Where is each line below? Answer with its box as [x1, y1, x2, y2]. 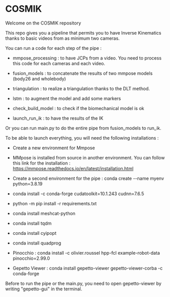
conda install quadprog [12, 240, 61, 246]
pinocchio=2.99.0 [12, 255, 50, 261]
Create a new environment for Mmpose [12, 145, 95, 151]
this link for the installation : [12, 160, 71, 166]
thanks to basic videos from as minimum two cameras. [5, 35, 120, 41]
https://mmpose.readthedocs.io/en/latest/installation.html [12, 165, 134, 171]
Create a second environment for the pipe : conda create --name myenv [12, 175, 164, 181]
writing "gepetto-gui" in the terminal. [5, 286, 82, 292]
